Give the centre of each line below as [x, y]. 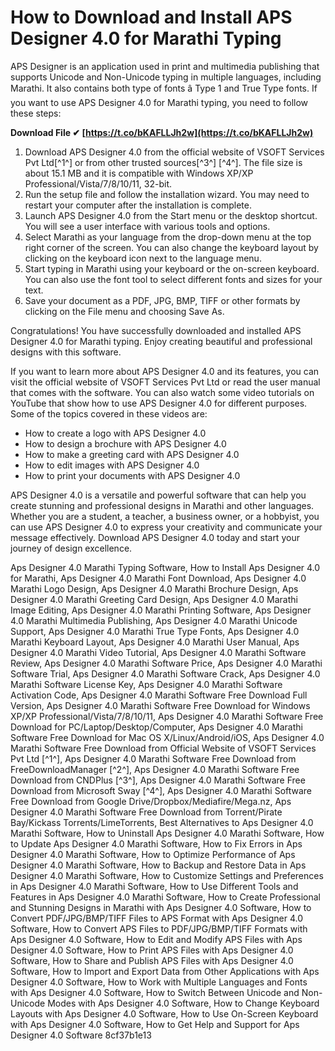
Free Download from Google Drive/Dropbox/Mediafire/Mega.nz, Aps [151, 801]
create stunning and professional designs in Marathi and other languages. [162, 505]
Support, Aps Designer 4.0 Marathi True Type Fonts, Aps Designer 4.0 [155, 631]
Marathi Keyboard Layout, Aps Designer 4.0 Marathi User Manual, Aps [155, 642]
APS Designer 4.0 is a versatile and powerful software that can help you [158, 495]
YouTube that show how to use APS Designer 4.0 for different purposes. [159, 403]
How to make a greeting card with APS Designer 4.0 [132, 454]
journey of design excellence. [71, 548]
